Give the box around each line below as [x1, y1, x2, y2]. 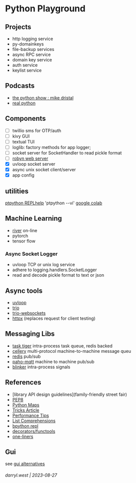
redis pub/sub [12, 353, 41, 359]
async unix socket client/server [12, 167, 76, 173]
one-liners [12, 434, 34, 439]
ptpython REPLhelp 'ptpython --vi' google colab [5, 200, 102, 206]
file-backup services [12, 47, 55, 52]
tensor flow [12, 238, 35, 244]
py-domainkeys [12, 41, 44, 47]
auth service [12, 62, 38, 68]
